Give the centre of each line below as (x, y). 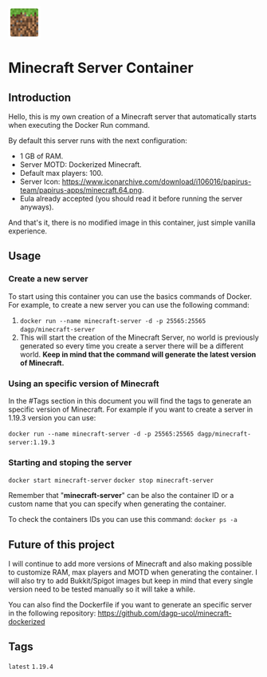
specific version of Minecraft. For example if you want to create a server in (131, 409)
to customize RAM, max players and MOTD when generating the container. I (133, 572)
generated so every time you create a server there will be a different (132, 345)
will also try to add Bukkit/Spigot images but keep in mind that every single (131, 581)
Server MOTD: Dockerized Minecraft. (80, 165)
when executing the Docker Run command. (79, 125)
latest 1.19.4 (31, 667)
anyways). (37, 207)
